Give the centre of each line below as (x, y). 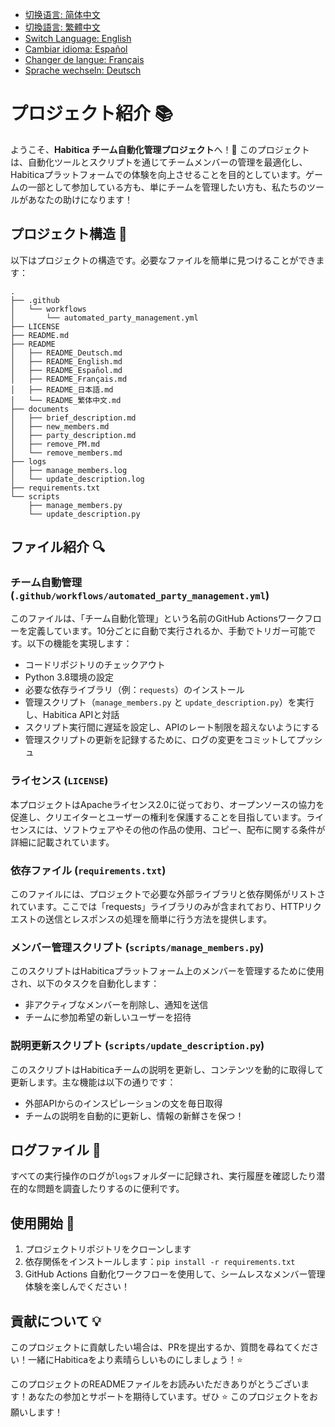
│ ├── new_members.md (60, 426)
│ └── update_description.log (77, 479)
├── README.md (40, 335)
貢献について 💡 (56, 1321)
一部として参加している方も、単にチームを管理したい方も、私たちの (167, 187)
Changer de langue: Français (84, 59)
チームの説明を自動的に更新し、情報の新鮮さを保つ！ (134, 1115)
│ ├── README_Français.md (69, 379)
